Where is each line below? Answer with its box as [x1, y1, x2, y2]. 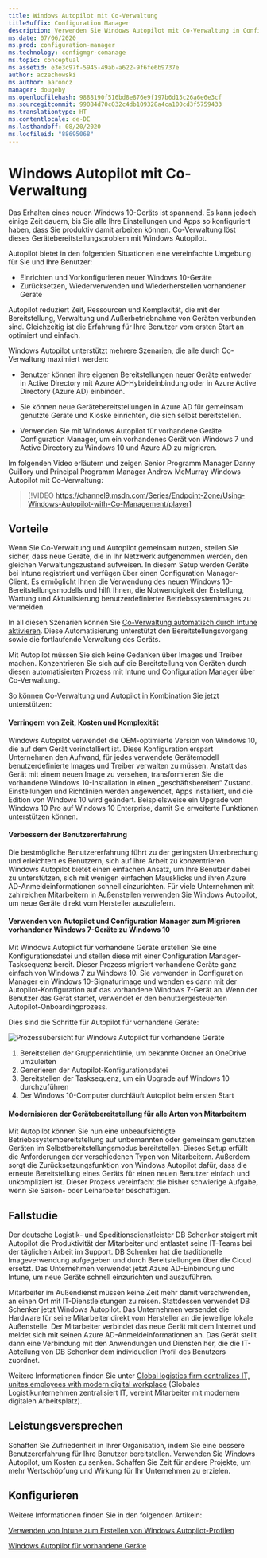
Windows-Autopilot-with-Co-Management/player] [27, 499, 192, 508]
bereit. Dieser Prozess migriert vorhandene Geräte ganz [53, 959, 237, 969]
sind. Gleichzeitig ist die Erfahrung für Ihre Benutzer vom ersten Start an [8, 322, 245, 331]
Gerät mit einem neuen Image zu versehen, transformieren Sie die [8, 769, 224, 779]
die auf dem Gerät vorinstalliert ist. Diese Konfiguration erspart [8, 744, 214, 754]
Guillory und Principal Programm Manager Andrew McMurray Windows [8, 467, 241, 476]
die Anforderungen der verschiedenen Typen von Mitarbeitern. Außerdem [8, 1152, 250, 1161]
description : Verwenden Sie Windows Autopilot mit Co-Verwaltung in [8, 26, 240, 34]
